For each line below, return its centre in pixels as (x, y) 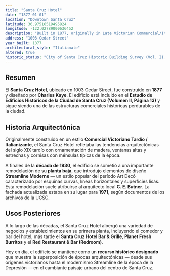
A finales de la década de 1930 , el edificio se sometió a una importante (79, 165)
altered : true (20, 52)
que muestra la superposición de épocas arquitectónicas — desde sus (79, 257)
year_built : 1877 (24, 43)
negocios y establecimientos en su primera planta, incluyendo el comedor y (84, 231)
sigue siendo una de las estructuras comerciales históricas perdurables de (83, 106)
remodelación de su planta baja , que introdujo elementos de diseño (76, 171)
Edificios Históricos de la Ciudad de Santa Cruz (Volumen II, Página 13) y (83, 101)
